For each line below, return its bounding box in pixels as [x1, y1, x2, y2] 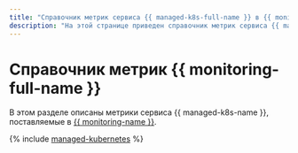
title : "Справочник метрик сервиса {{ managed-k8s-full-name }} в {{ [9, 12, 272, 22]
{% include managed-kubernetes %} [9, 134, 144, 144]
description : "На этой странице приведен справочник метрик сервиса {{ [9, 21, 279, 30]
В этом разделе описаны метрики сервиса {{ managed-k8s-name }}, [9, 107, 269, 118]
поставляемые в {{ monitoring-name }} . [9, 117, 157, 127]
